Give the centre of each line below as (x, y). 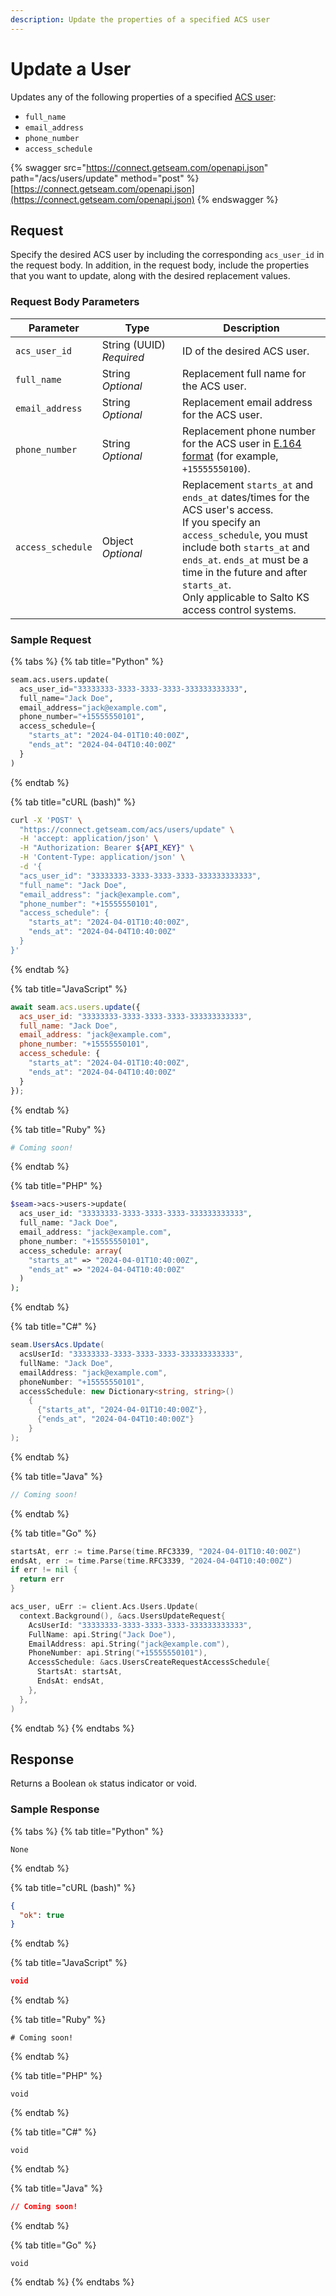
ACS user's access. (228, 509)
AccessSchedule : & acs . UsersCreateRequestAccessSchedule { (149, 1662)
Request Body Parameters (75, 302)
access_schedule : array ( (71, 1251)
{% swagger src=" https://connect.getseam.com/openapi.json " (139, 167)
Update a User (71, 68)
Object (117, 541)
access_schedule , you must (245, 534)
